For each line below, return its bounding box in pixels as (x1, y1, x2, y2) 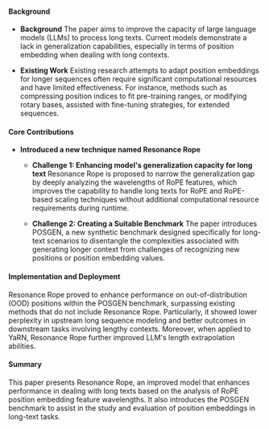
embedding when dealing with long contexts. (19, 50, 170, 60)
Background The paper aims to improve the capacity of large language (19, 24, 256, 34)
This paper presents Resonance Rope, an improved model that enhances (8, 377, 250, 387)
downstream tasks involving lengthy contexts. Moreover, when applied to (8, 323, 251, 334)
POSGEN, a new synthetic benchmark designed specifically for (31, 227, 242, 237)
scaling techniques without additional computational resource (55, 194, 259, 205)
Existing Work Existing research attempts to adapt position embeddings (19, 65, 259, 76)
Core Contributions (8, 127, 74, 136)
